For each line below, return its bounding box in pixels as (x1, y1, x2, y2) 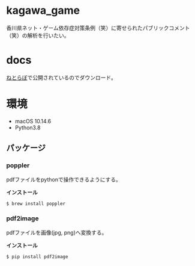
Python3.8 (14, 124, 41, 131)
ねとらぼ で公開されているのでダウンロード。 (6, 73, 117, 81)
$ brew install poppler (6, 200, 66, 206)
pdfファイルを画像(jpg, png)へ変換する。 (6, 229, 107, 236)
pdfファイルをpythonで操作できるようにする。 (6, 176, 122, 183)
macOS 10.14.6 (14, 117, 52, 125)
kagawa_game (6, 4, 80, 17)
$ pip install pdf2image (6, 253, 68, 259)
